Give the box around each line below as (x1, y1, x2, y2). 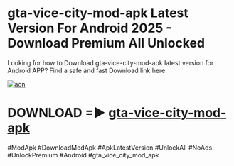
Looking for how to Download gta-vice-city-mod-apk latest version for (7, 58, 214, 67)
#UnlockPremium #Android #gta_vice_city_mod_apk (7, 150, 159, 159)
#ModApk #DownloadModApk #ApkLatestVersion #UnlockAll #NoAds (7, 143, 213, 152)
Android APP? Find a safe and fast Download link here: (7, 66, 167, 74)
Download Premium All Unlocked (7, 35, 205, 51)
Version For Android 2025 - (7, 20, 172, 36)
